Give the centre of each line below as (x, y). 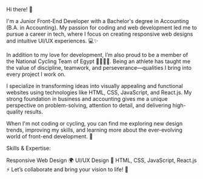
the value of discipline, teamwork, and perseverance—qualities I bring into (99, 68)
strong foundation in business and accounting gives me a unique (87, 99)
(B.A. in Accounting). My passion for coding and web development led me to (101, 28)
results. (34, 112)
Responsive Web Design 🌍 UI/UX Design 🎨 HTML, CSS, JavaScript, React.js (101, 160)
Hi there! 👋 (20, 9)
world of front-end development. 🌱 (50, 136)
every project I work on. (36, 74)
